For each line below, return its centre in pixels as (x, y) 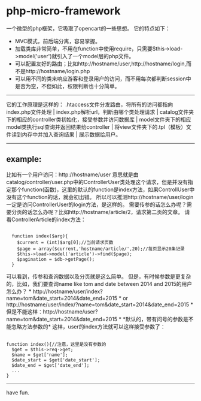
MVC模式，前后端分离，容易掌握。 (57, 41)
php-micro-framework (63, 11)
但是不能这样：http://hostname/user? (52, 311)
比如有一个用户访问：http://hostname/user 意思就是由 (72, 174)
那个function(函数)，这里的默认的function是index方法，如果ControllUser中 (103, 189)
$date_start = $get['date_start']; (56, 360)
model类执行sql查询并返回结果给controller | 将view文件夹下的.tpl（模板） (96, 126)
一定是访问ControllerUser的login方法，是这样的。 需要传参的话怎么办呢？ (97, 204)
